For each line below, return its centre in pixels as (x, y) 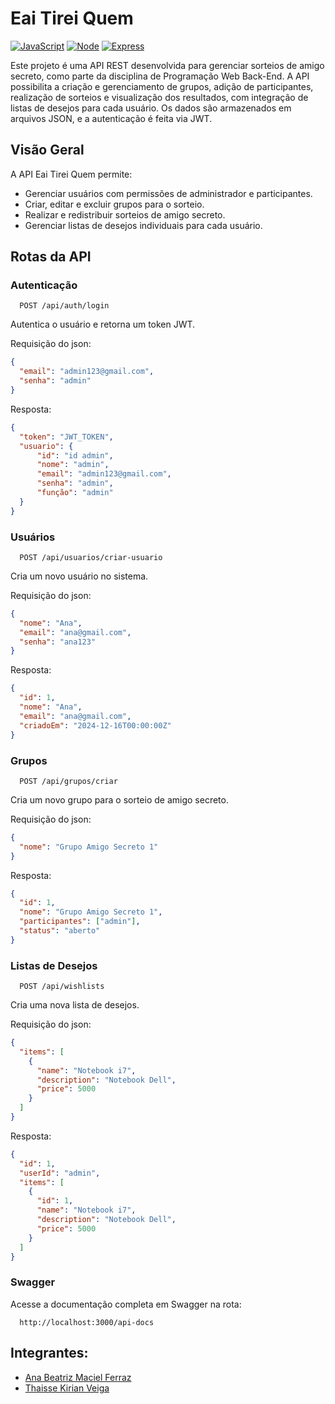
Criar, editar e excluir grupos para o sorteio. (114, 204)
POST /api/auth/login (64, 306)
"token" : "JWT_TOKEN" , (66, 437)
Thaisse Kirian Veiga (67, 1388)
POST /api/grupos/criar (68, 781)
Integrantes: (49, 1353)
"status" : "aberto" (60, 931)
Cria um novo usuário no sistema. (79, 576)
